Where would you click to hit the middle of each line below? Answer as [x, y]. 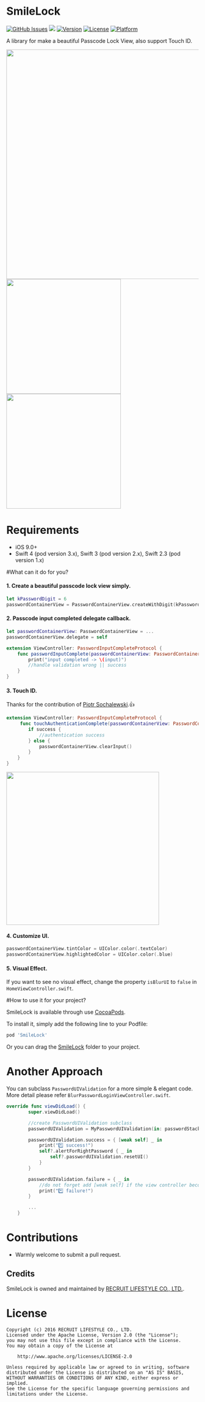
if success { [45, 729]
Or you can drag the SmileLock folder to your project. [73, 1047]
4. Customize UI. [28, 935]
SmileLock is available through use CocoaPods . [66, 1012]
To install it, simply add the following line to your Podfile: [77, 1024]
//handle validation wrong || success [77, 665]
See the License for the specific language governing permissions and [98, 1389]
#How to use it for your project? [46, 1000]
